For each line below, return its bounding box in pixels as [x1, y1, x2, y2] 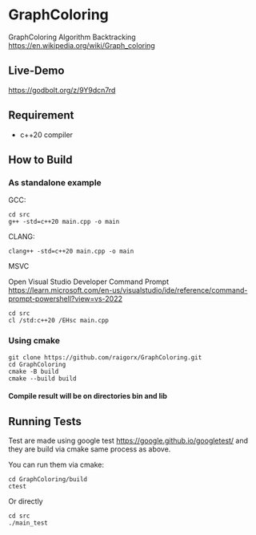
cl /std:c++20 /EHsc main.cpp [8, 317, 110, 325]
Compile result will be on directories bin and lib [8, 391, 168, 401]
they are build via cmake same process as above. [8, 444, 171, 454]
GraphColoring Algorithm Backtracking [8, 32, 136, 42]
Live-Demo [8, 64, 65, 78]
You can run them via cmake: [8, 460, 104, 469]
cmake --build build [8, 375, 78, 383]
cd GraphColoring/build [8, 475, 88, 483]
